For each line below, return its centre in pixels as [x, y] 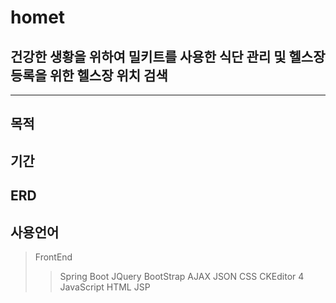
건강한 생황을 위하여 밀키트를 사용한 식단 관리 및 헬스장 [168, 56]
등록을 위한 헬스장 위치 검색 [89, 75]
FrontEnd [53, 257]
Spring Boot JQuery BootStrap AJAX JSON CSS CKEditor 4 [182, 276]
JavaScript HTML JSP [105, 287]
